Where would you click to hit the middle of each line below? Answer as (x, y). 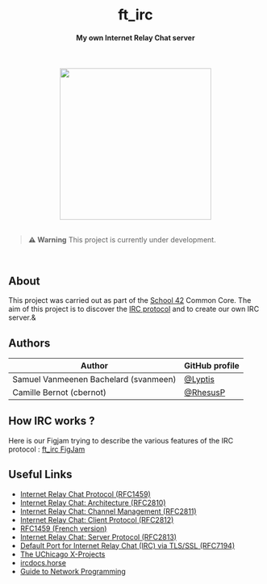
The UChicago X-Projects (63, 554)
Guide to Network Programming (73, 571)
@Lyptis (200, 380)
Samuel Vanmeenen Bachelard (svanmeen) (94, 380)
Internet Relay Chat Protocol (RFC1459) (85, 494)
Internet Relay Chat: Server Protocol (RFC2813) (98, 537)
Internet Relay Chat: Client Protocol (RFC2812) (97, 519)
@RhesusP (205, 393)
